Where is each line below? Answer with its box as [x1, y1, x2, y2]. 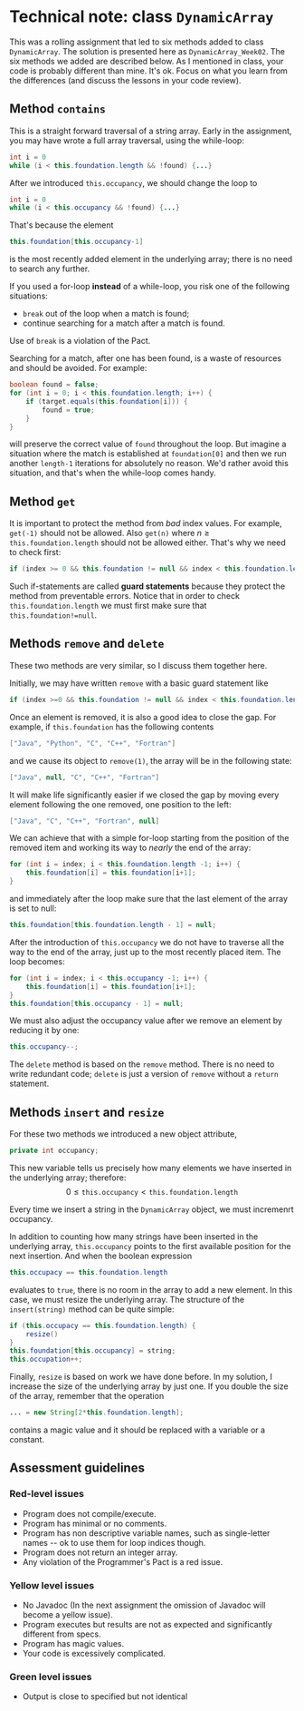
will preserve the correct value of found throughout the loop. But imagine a [9, 438, 287, 450]
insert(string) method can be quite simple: [9, 1304, 175, 1315]
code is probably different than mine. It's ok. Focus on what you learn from [9, 65, 288, 76]
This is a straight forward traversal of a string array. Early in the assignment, [9, 125, 292, 136]
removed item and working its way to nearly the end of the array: [9, 842, 252, 854]
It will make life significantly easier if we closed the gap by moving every [9, 789, 280, 800]
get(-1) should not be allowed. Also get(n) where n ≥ [9, 528, 210, 539]
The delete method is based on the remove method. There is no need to [9, 1059, 275, 1070]
